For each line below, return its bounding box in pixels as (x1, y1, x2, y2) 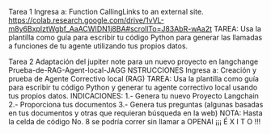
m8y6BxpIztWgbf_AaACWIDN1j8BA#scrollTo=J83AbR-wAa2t (8, 24, 213, 33)
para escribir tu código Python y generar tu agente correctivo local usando (8, 82, 258, 92)
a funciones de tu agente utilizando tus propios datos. (8, 41, 188, 51)
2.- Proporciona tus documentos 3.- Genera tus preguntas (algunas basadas (8, 100, 264, 109)
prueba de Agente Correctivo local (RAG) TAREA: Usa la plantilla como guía (8, 74, 259, 83)
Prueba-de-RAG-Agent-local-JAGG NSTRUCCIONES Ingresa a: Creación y (8, 65, 257, 75)
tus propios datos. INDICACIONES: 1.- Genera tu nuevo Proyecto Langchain (8, 91, 259, 100)
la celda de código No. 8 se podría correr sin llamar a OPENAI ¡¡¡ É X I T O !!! (8, 117, 261, 126)
